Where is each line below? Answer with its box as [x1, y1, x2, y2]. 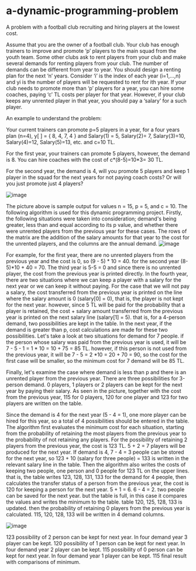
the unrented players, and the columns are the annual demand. [6, 240, 158, 247]
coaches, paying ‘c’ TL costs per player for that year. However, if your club [6, 91, 185, 98]
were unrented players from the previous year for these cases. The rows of [6, 227, 187, 234]
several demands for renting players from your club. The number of [6, 60, 169, 67]
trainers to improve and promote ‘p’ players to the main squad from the [6, 47, 177, 54]
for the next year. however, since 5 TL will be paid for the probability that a [6, 301, 185, 308]
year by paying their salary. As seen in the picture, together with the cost [6, 387, 181, 394]
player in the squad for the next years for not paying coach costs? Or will [6, 174, 181, 181]
